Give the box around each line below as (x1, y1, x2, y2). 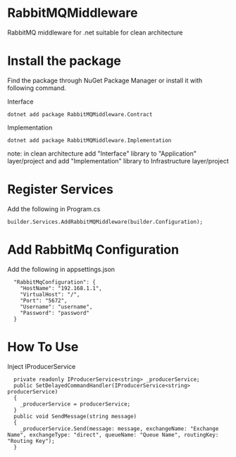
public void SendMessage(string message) (13, 413, 137, 420)
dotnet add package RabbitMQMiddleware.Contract (7, 111, 153, 118)
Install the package (7, 53, 122, 69)
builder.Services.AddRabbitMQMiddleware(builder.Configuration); (7, 218, 203, 225)
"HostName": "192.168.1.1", (20, 284, 102, 292)
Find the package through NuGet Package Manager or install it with (7, 76, 203, 84)
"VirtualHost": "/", (20, 291, 80, 298)
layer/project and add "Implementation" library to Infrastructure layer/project (7, 156, 229, 165)
